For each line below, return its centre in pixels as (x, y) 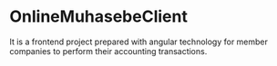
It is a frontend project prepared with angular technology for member (139, 42)
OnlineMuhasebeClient (99, 17)
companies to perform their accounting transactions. (108, 51)
